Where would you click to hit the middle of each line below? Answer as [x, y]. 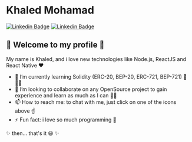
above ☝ [25, 111]
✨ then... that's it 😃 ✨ [33, 133]
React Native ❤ [25, 65]
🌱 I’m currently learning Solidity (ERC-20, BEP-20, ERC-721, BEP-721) [98, 76]
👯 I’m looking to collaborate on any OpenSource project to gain [91, 89]
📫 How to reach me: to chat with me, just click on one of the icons [95, 102]
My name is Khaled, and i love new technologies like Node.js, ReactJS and [96, 59]
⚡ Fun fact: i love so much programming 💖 [65, 119]
